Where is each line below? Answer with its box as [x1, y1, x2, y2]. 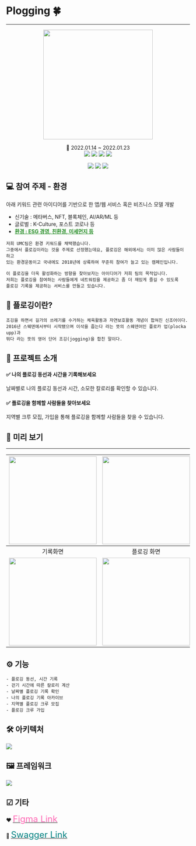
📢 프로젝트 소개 [6, 353, 57, 363]
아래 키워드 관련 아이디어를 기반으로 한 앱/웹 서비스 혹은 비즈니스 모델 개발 [6, 201, 174, 208]
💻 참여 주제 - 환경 [6, 181, 68, 191]
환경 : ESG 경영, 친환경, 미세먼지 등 [14, 228, 94, 235]
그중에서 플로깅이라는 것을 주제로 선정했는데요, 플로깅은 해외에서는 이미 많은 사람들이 [6, 247, 184, 253]
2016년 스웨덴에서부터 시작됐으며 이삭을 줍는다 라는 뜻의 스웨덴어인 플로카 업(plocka [6, 324, 187, 329]
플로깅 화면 [132, 548, 160, 556]
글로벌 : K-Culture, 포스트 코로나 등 [14, 221, 95, 228]
